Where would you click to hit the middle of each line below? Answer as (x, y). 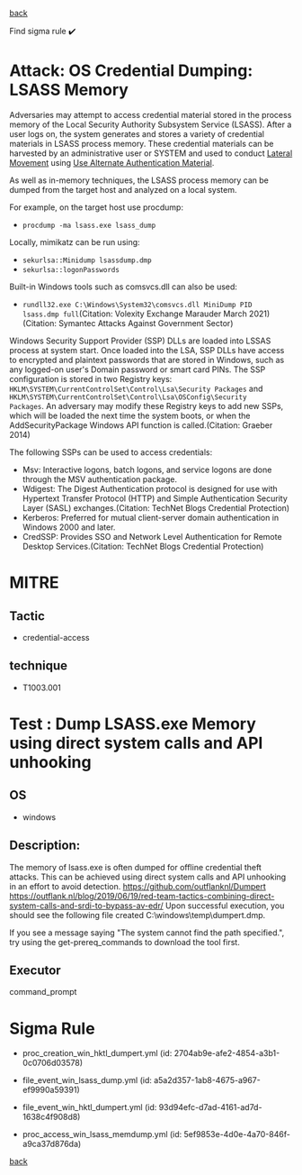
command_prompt (43, 992)
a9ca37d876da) (52, 1144)
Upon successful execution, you (225, 906)
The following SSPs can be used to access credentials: (111, 452)
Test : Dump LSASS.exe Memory (133, 724)
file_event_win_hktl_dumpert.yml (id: (89, 1107)
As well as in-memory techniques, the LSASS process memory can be (139, 180)
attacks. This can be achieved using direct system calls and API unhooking (148, 877)
